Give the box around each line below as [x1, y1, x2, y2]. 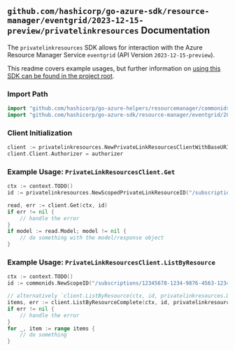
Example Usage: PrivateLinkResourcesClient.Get [7, 166, 176, 176]
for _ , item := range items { [7, 325, 96, 332]
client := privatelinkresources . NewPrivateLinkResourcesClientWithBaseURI [7, 144, 230, 151]
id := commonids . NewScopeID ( [7, 280, 92, 287]
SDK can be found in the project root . [7, 71, 115, 80]
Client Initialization [7, 128, 73, 138]
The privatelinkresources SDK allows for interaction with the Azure [7, 43, 203, 52]
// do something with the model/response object [20, 234, 164, 241]
